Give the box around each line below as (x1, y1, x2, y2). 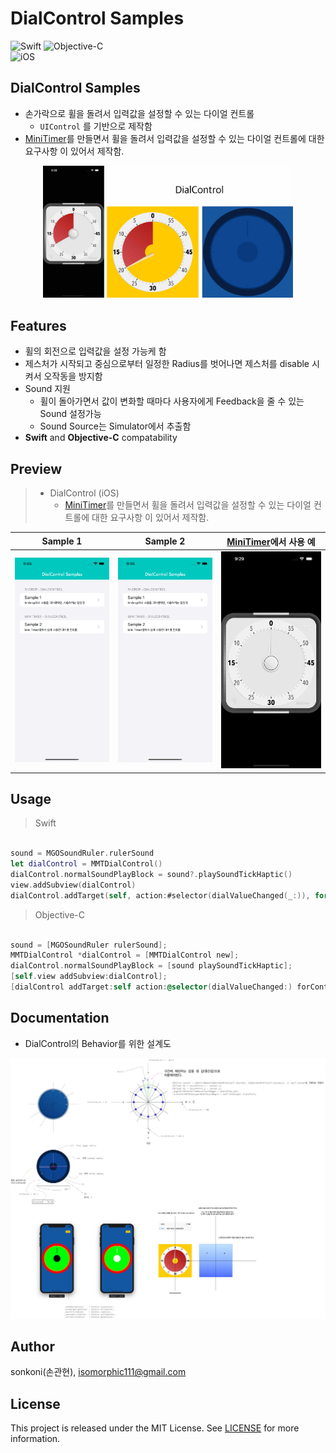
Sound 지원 (24, 383, 71, 395)
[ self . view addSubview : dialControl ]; (10, 972, 168, 982)
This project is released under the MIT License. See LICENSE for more (10, 1422, 300, 1434)
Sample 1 (41, 535, 83, 547)
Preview (10, 460, 63, 477)
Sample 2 (144, 535, 186, 547)
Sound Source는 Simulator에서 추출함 (39, 420, 192, 432)
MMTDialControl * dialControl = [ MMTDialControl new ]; (10, 950, 240, 961)
